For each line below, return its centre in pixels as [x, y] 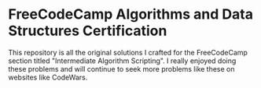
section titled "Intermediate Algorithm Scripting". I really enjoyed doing [122, 61]
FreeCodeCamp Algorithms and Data [131, 14]
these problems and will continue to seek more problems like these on [121, 69]
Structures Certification [88, 31]
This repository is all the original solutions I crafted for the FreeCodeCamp [128, 52]
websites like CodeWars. [48, 77]
